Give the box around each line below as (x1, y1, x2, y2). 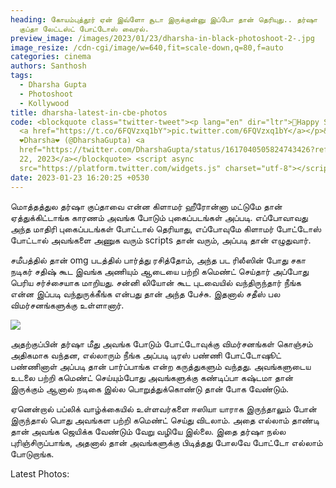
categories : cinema (10, 52, 92, 62)
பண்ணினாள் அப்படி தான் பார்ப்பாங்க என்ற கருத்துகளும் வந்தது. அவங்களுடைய (10, 360, 312, 372)
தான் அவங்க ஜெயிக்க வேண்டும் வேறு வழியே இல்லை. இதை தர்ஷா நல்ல (10, 425, 287, 437)
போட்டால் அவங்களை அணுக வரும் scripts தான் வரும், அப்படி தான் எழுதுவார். (10, 234, 312, 246)
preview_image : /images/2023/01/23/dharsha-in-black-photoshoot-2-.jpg (10, 33, 315, 43)
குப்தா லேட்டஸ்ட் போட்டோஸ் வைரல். (19, 24, 150, 34)
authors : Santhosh (10, 61, 87, 71)
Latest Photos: (10, 467, 70, 480)
